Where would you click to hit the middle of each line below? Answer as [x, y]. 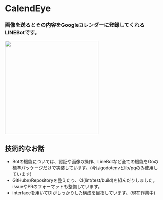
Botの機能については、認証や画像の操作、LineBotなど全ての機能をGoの [85, 162]
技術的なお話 [25, 149]
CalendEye [28, 9]
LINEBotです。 [22, 33]
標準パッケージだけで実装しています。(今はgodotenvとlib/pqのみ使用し [85, 168]
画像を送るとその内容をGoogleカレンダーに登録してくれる [75, 25]
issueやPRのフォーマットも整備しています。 [57, 187]
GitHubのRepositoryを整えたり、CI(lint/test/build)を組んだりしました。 [85, 180]
